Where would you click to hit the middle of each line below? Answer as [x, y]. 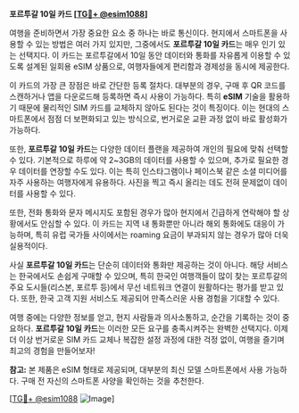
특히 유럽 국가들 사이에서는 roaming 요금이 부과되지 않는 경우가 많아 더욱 [162, 235]
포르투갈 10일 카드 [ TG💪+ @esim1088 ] [79, 14]
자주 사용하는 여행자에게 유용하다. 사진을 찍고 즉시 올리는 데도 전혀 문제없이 [140, 182]
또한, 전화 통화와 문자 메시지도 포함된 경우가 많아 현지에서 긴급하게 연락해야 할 [145, 212]
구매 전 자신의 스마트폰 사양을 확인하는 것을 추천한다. [112, 381]
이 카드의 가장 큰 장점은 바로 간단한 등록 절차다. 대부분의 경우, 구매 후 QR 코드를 [148, 85]
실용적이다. [29, 246]
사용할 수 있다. [50, 194]
